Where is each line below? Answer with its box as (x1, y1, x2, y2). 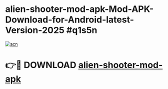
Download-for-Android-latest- (5, 14, 134, 25)
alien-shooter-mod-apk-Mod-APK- (5, 3, 154, 15)
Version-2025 (5, 25, 65, 36)
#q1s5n (66, 25, 97, 36)
